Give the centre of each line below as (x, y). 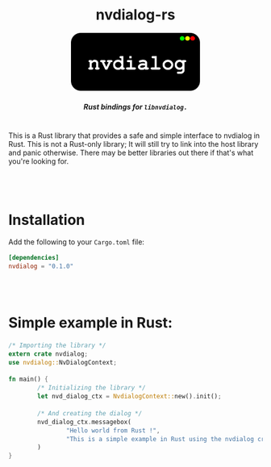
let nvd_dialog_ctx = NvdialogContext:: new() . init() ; (129, 397)
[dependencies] (34, 258)
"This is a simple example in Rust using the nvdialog (160, 439)
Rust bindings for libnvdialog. (135, 106)
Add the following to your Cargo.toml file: (77, 242)
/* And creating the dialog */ (90, 413)
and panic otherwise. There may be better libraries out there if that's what (131, 153)
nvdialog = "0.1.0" (41, 267)
